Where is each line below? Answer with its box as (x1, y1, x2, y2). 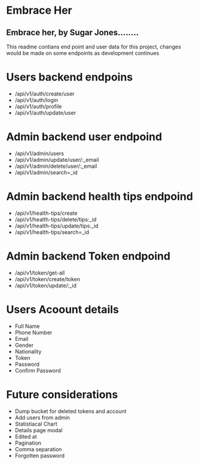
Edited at (14, 433, 37, 440)
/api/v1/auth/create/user (14, 90, 75, 97)
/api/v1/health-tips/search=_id (14, 228, 90, 236)
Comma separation (14, 445, 62, 452)
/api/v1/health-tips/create (14, 210, 78, 217)
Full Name (14, 322, 40, 329)
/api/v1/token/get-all (14, 269, 65, 276)
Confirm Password (14, 367, 61, 374)
